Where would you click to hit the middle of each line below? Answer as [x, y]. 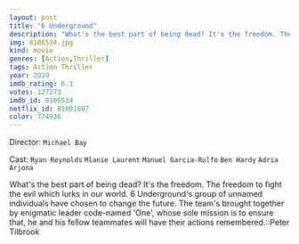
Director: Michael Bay [48, 142]
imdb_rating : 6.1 [41, 84]
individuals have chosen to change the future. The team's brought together [147, 203]
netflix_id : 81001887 [49, 109]
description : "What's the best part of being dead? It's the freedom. [143, 34]
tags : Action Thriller [51, 68]
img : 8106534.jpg [41, 42]
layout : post [33, 17]
